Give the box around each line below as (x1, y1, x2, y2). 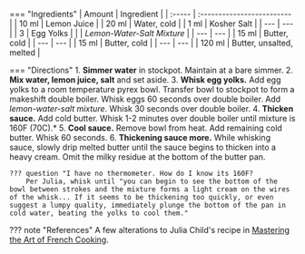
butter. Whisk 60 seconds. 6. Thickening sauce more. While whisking (9, 132, 271, 142)
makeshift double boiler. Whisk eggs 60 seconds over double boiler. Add (9, 93, 281, 104)
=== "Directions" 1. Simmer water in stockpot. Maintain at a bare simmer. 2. (9, 64, 293, 75)
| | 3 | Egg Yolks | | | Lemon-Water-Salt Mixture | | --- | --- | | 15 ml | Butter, (9, 28, 289, 38)
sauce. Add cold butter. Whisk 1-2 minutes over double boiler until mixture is (9, 113, 296, 123)
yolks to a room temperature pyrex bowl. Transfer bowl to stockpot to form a (9, 84, 295, 94)
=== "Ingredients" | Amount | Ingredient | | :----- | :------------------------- (9, 9, 292, 19)
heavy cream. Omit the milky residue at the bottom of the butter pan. (9, 151, 266, 162)
